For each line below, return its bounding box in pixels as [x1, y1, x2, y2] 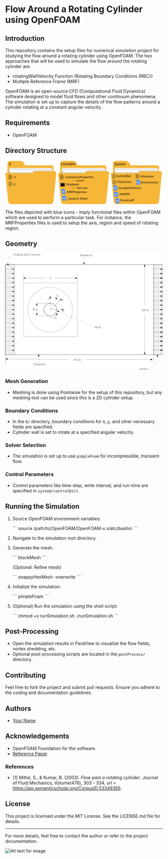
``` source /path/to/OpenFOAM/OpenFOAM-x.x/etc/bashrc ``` [12, 525, 138, 531]
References [5, 763, 34, 770]
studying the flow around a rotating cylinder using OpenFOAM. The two [5, 53, 152, 59]
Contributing [5, 671, 46, 679]
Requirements [5, 119, 50, 127]
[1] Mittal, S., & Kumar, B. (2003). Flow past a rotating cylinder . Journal [12, 775, 158, 781]
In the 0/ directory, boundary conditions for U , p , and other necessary [12, 419, 155, 425]
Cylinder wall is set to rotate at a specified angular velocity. [12, 429, 134, 435]
